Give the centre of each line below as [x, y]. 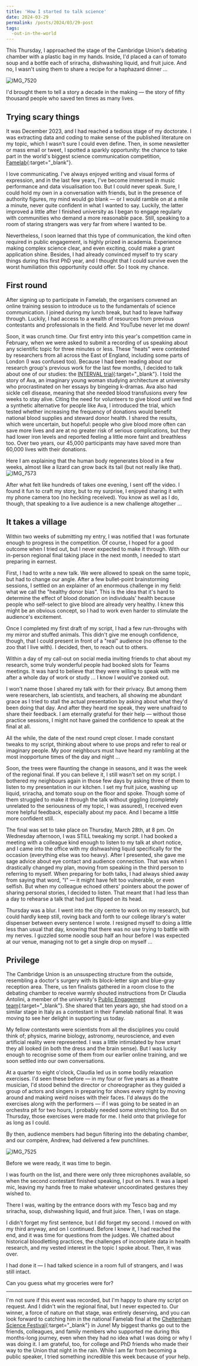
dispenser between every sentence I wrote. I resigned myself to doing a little [99, 922]
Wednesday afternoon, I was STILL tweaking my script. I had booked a [92, 836]
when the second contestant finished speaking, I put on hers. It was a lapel [97, 1181]
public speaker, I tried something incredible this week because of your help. [98, 1357]
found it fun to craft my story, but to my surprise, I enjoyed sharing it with [95, 491]
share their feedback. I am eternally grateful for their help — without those [96, 714]
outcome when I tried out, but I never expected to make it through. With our [98, 549]
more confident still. [30, 818]
